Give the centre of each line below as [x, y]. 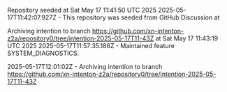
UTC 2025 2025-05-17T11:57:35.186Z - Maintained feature [91, 46]
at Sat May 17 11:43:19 [187, 38]
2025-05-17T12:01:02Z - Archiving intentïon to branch [85, 67]
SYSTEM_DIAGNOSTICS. [43, 53]
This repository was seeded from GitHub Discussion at [141, 17]
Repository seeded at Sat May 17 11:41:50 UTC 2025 [82, 10]
